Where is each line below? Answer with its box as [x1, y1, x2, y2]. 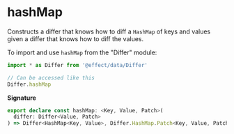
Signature [7, 94, 37, 102]
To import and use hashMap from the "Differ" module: [7, 48, 157, 57]
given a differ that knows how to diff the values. [7, 34, 144, 43]
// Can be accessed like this [7, 74, 95, 81]
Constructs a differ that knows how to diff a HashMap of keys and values [7, 27, 211, 36]
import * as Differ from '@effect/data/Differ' [7, 61, 148, 68]
